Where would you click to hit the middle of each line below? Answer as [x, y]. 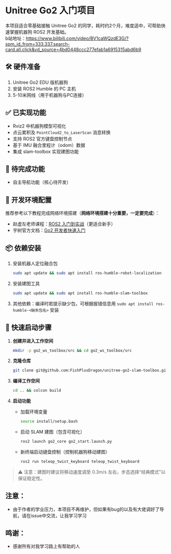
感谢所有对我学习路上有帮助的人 [46, 546]
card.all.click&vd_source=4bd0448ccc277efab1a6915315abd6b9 [73, 49]
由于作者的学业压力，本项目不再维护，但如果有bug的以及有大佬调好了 [86, 509]
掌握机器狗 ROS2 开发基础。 [39, 32]
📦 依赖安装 [23, 248]
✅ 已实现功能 [26, 113]
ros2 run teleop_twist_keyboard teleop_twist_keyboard [80, 461]
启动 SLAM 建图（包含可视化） [53, 432]
